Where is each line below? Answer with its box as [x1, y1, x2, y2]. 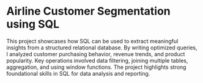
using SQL [6, 17, 60, 31]
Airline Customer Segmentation [6, 4, 171, 18]
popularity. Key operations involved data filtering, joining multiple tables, [6, 57, 188, 64]
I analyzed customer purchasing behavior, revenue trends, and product [6, 50, 185, 57]
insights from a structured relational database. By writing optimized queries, [6, 44, 197, 51]
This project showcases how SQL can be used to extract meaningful [6, 37, 179, 45]
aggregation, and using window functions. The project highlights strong [6, 63, 186, 71]
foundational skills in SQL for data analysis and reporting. [6, 70, 150, 77]
